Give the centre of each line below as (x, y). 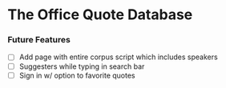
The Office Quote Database (100, 15)
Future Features (39, 40)
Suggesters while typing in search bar (82, 66)
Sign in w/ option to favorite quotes (77, 75)
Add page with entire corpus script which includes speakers (118, 57)
